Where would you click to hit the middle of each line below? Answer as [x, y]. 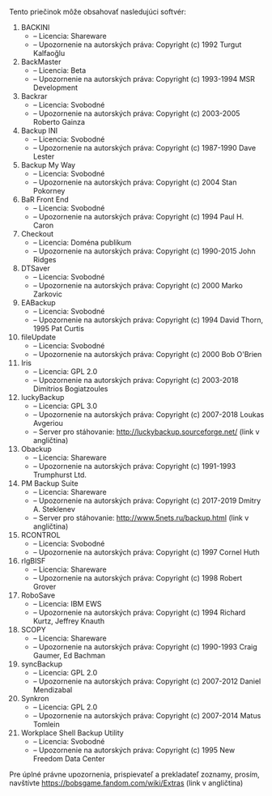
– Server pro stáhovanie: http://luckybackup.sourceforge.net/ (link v [146, 432]
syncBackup [42, 664]
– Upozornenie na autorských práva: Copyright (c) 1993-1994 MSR [144, 79]
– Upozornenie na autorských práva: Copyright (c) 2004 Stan [135, 182]
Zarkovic [48, 294]
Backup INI [39, 130]
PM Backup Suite [50, 483]
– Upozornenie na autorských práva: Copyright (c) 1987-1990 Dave [144, 148]
